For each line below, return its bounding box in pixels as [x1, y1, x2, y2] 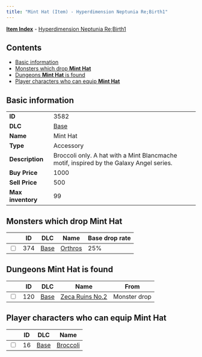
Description [9, 155, 44, 163]
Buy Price [9, 169, 38, 177]
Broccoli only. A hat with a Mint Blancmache [53, 151, 177, 160]
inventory [9, 196, 38, 204]
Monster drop [113, 292, 152, 301]
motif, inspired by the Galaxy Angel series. [53, 159, 173, 167]
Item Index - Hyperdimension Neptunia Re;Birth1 [6, 25, 126, 32]
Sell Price [9, 178, 37, 187]
